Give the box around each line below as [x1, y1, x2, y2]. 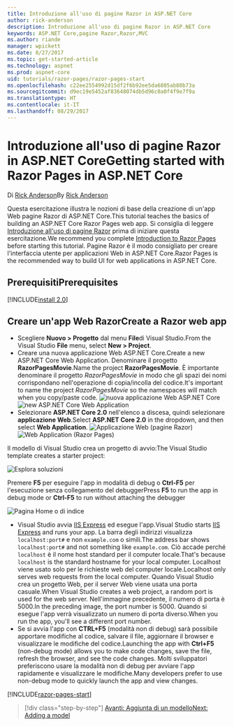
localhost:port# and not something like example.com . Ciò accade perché [17, 543, 226, 551]
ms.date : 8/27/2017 [7, 50, 64, 57]
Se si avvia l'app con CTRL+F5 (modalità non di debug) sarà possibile [17, 625, 218, 633]
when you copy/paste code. [17, 393, 98, 402]
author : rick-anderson [7, 17, 73, 24]
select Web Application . [17, 423, 89, 432]
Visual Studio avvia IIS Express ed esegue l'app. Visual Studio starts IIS [17, 520, 221, 529]
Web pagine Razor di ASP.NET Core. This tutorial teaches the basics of [7, 211, 210, 220]
